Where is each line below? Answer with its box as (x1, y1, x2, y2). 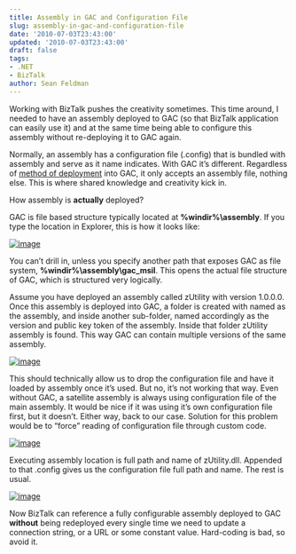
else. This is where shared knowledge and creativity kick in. (9, 177, 228, 187)
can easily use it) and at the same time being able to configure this (9, 122, 253, 133)
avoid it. (9, 536, 38, 547)
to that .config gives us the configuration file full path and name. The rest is (9, 463, 284, 475)
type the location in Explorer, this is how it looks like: (9, 221, 200, 232)
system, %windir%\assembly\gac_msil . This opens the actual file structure (9, 265, 288, 275)
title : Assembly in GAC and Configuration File (9, 12, 189, 22)
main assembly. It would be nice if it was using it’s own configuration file (9, 401, 273, 412)
